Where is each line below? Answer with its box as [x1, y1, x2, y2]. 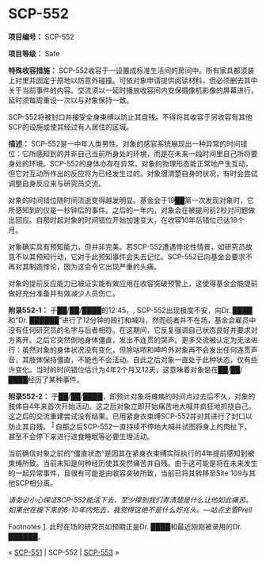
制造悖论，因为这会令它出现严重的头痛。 [28, 262, 161, 271]
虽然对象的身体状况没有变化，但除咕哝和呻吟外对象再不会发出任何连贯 [21, 345, 251, 354]
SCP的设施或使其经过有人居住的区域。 [8, 122, 134, 132]
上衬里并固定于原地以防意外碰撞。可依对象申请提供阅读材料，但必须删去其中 [8, 75, 258, 85]
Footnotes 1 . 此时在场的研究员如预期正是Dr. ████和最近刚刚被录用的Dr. [8, 521, 243, 531]
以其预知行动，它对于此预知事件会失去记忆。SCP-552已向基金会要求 [21, 251, 246, 262]
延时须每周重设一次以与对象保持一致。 [8, 95, 133, 105]
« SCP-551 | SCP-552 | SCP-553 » [8, 548, 120, 557]
